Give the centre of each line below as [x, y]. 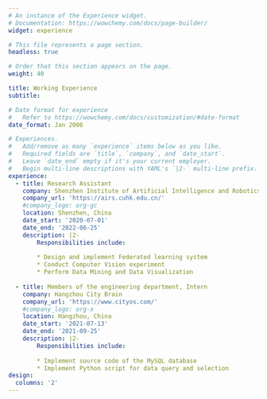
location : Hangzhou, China [67, 316]
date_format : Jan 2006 [46, 125]
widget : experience [41, 30]
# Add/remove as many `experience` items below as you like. [115, 147]
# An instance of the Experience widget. [78, 15]
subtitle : [25, 95]
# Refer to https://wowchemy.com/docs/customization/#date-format [124, 117]
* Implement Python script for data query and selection [133, 368]
